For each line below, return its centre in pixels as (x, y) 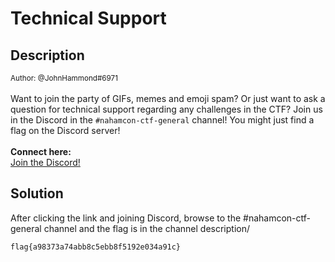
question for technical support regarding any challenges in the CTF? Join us (166, 109)
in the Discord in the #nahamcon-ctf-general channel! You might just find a (162, 120)
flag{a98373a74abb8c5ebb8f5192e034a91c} (96, 247)
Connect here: (41, 151)
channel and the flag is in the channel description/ (146, 228)
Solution (37, 193)
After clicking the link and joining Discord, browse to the (126, 218)
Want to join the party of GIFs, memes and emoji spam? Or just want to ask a (168, 98)
